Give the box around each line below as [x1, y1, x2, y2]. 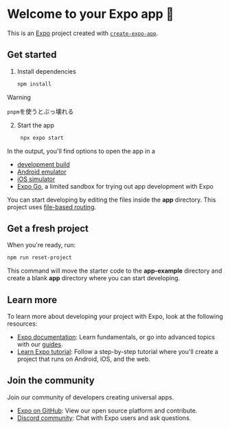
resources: [7, 320, 38, 328]
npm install [16, 81, 51, 87]
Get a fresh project [7, 222, 89, 234]
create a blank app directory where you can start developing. [7, 274, 181, 282]
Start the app [16, 121, 55, 129]
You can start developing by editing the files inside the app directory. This [7, 196, 216, 204]
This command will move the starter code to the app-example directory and [7, 266, 222, 275]
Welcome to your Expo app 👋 [7, 6, 174, 22]
